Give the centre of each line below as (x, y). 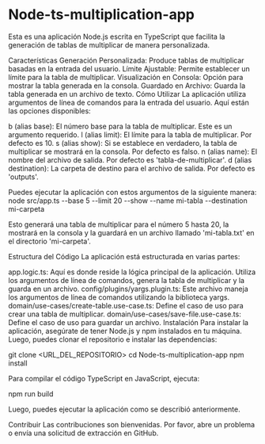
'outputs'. (24, 177)
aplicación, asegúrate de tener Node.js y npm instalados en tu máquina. (125, 331)
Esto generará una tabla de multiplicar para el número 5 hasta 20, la (119, 224)
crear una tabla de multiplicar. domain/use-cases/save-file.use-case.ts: (125, 314)
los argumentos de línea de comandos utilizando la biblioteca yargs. (119, 297)
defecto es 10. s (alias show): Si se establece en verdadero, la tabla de (123, 143)
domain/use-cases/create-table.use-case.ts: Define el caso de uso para (126, 305)
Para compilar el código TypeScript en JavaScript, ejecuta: (104, 378)
